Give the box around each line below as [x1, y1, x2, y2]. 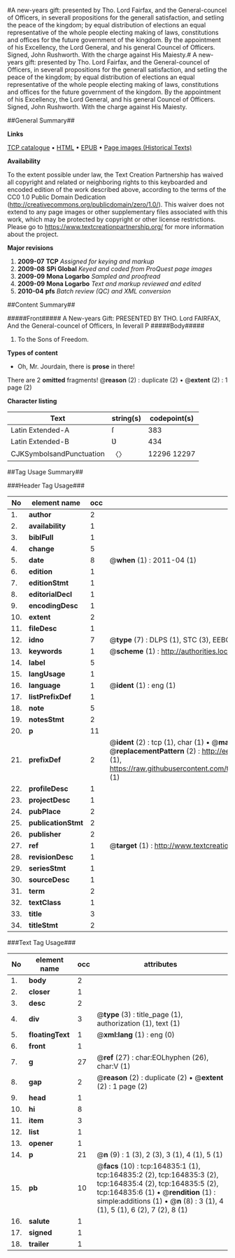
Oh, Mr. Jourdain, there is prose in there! [17, 362, 135, 371]
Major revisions [7, 244, 54, 251]
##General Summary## [7, 116, 75, 125]
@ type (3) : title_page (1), [97, 1010, 183, 1019]
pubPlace [29, 807, 62, 816]
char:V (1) [97, 1061, 131, 1071]
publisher [29, 829, 62, 839]
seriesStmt [29, 864, 66, 873]
